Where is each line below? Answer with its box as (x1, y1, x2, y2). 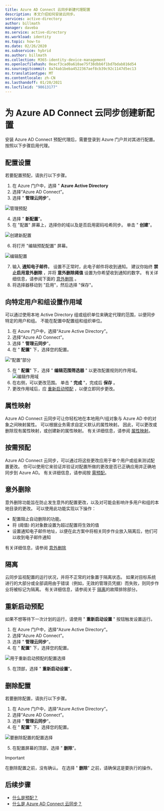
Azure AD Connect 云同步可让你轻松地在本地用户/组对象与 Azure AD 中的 (5, 415, 152, 421)
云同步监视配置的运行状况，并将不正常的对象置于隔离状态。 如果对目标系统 (5, 574, 156, 580)
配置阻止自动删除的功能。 (12, 516, 64, 522)
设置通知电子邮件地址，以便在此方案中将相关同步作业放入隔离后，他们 (12, 528, 154, 534)
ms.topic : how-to (5, 39, 41, 44)
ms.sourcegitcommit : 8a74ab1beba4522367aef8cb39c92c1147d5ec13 (5, 67, 137, 72)
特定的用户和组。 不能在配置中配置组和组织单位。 (5, 318, 105, 324)
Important (5, 755, 25, 761)
